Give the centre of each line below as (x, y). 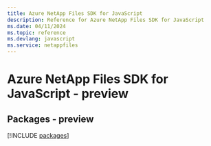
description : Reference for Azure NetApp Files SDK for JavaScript (106, 20)
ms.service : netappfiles (43, 45)
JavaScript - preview (68, 94)
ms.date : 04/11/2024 (37, 26)
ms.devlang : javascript (41, 39)
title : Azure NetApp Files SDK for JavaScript (75, 13)
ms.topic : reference (37, 33)
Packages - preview (51, 119)
